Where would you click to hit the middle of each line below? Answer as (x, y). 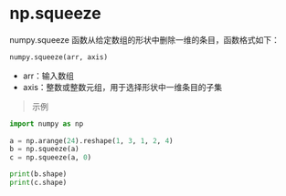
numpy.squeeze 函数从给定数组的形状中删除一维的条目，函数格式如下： (145, 39)
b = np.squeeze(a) (44, 150)
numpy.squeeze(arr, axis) (58, 57)
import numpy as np (47, 124)
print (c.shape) (38, 183)
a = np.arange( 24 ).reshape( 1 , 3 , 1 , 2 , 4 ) (91, 140)
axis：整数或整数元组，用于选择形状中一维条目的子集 (122, 87)
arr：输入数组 (48, 76)
